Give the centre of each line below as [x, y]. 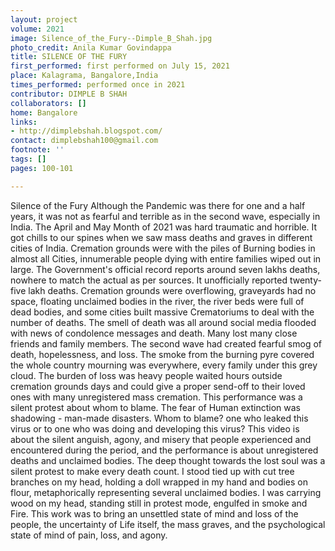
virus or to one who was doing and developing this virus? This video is [155, 428]
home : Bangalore [44, 112]
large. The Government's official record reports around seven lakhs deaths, [165, 269]
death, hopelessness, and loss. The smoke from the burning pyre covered [162, 354]
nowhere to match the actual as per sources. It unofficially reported [149, 280]
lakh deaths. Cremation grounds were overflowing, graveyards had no [172, 290]
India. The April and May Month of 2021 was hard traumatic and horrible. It [164, 227]
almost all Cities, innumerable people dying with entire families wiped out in [166, 258]
